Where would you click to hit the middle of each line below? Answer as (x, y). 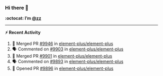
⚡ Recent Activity (23, 32)
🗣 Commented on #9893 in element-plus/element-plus (68, 61)
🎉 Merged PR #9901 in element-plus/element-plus (62, 56)
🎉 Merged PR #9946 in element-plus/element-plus (63, 44)
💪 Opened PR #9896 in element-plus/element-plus (63, 68)
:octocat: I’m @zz (23, 18)
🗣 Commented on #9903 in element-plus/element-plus (68, 49)
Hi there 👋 (17, 8)
